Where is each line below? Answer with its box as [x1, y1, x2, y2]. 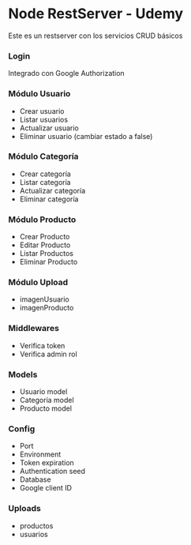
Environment [19, 449, 62, 459]
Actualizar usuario [19, 123, 79, 133]
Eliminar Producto [19, 257, 78, 267]
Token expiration [19, 458, 75, 468]
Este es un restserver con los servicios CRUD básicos [8, 31, 183, 40]
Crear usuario [19, 106, 65, 115]
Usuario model [19, 387, 68, 397]
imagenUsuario [19, 295, 69, 304]
